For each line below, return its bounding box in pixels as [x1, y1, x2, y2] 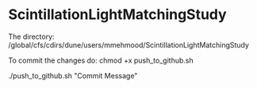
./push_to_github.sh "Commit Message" [8, 71, 138, 80]
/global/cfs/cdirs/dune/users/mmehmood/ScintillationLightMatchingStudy [8, 40, 250, 49]
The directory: [8, 32, 55, 41]
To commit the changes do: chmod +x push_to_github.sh [8, 55, 194, 65]
